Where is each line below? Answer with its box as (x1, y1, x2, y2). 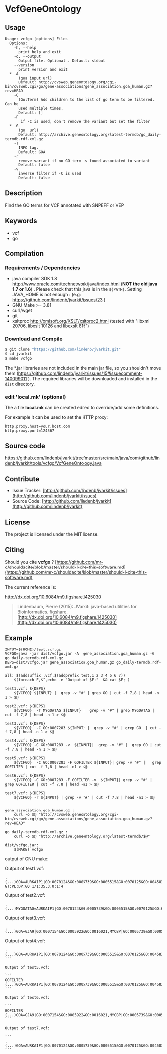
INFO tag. (18, 145, 39, 150)
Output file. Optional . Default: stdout (18, 58, 106, 63)
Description (5, 189, 42, 197)
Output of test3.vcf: (5, 915, 46, 921)
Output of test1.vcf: (5, 865, 45, 871)
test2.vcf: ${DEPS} (5, 703, 46, 709)
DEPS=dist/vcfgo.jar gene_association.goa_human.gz (5, 660, 114, 665)
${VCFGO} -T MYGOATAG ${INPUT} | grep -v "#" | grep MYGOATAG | (14, 708, 155, 713)
